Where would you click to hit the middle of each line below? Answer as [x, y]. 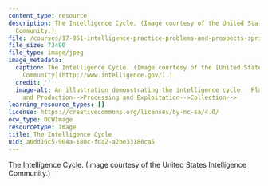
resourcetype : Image [43, 127]
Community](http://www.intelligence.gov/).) [98, 75]
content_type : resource [48, 16]
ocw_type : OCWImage [41, 120]
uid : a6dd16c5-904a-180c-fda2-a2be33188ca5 [82, 142]
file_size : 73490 [37, 46]
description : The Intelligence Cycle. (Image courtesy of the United [126, 23]
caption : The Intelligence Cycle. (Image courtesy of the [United [128, 68]
